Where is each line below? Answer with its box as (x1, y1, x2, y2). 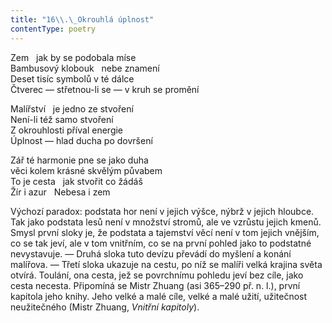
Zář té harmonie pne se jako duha (10, 154, 149, 166)
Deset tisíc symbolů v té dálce (10, 72, 135, 85)
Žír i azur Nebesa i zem (10, 186, 111, 198)
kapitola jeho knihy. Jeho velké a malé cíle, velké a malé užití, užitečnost (10, 290, 308, 302)
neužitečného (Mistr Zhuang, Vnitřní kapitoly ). (10, 301, 200, 313)
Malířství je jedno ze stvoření (10, 102, 134, 115)
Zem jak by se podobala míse (10, 51, 137, 63)
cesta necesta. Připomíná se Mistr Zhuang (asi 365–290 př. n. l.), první (10, 279, 301, 291)
